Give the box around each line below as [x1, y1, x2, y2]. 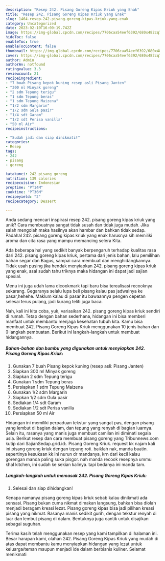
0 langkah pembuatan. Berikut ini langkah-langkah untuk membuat [5, 329, 140, 335]
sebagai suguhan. [5, 521, 42, 527]
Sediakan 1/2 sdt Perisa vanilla [12, 405, 74, 411]
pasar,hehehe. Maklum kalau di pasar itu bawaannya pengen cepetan [5, 293, 146, 299]
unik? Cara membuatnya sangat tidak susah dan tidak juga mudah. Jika [5, 222, 149, 228]
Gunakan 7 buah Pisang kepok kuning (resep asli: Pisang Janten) [12, 363, 144, 369]
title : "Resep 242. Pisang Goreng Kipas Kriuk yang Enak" [5, 12, 126, 17]
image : [5, 30, 19, 35]
